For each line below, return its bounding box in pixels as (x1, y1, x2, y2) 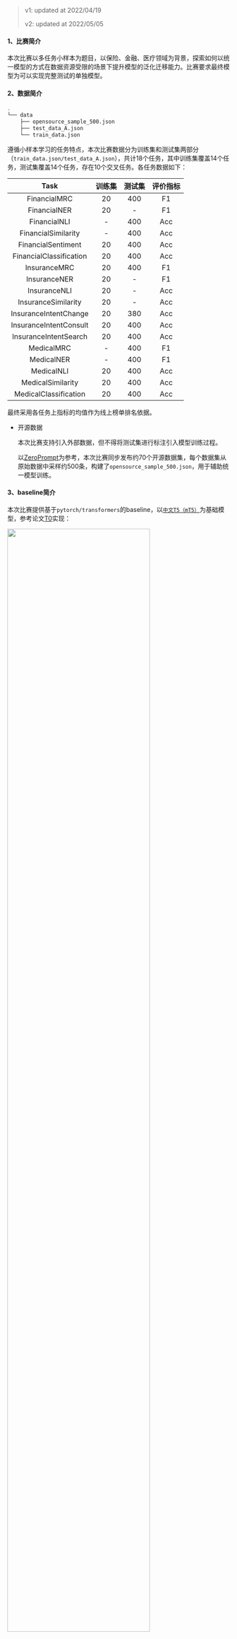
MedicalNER (29, 354, 71, 364)
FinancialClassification (12, 251, 87, 261)
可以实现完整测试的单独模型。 (19, 71, 107, 80)
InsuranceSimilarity (18, 297, 83, 307)
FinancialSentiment (18, 240, 82, 250)
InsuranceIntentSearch (11, 332, 88, 342)
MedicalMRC (28, 343, 72, 353)
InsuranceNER (25, 274, 74, 284)
